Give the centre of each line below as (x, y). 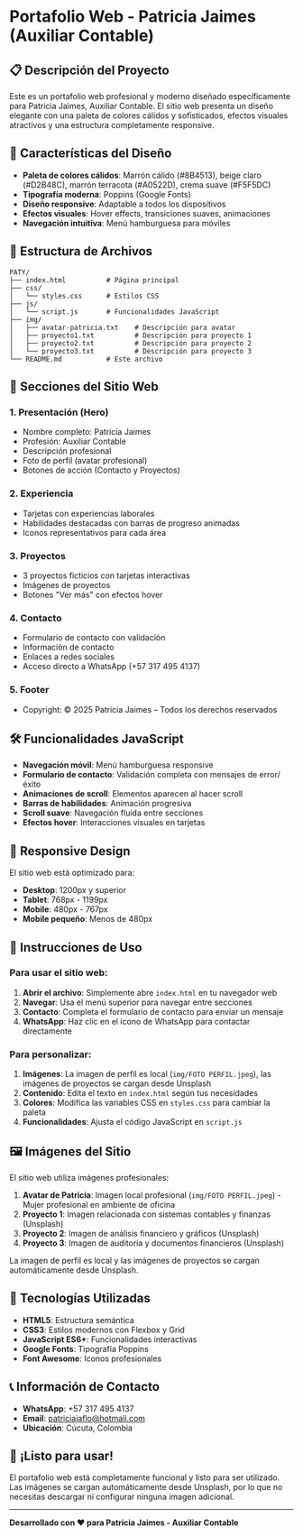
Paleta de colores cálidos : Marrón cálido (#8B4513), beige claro (142, 175)
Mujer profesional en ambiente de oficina (99, 1204)
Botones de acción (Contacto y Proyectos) (101, 470)
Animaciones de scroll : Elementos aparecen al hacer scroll (133, 794)
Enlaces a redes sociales (69, 657)
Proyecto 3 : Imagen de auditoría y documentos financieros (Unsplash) (153, 1243)
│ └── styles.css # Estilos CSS (84, 296)
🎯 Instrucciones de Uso (76, 948)
